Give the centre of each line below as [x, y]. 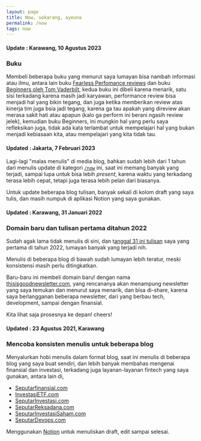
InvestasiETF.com [37, 395]
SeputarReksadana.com [44, 407]
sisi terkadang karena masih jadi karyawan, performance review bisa [91, 96]
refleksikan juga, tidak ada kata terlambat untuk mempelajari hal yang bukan [100, 128]
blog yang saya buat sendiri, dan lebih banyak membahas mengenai [90, 364]
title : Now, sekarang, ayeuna [44, 17]
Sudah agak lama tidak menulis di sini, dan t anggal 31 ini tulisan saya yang [98, 241]
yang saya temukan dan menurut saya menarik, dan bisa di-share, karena [97, 290]
